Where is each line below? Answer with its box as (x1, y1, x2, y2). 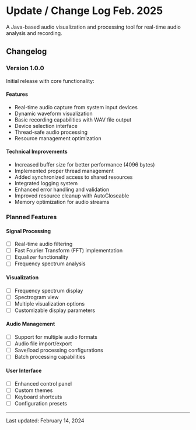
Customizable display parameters (14, 307, 95, 314)
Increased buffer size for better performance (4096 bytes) (14, 161, 155, 168)
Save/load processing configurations (14, 346, 103, 354)
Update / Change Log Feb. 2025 (6, 4, 163, 18)
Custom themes (14, 387, 53, 394)
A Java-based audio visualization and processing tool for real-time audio (6, 23, 181, 30)
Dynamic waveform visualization (14, 110, 93, 117)
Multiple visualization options (14, 300, 85, 307)
